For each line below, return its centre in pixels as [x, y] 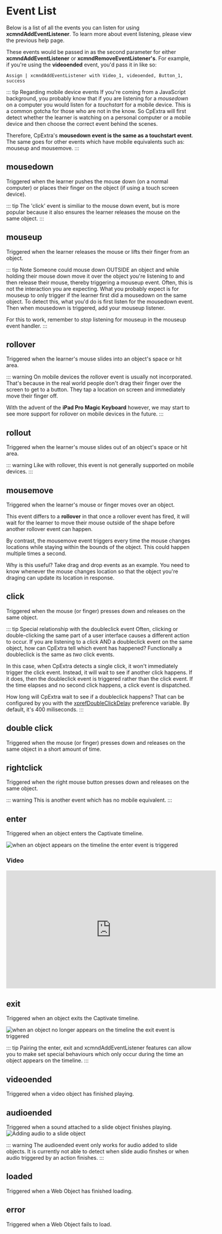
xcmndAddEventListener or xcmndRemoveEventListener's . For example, [98, 58]
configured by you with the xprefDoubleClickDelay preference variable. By [98, 703]
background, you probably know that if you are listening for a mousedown [97, 98]
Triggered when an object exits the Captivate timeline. [73, 1018]
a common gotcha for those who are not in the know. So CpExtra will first [96, 111]
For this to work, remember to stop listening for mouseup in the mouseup [96, 319]
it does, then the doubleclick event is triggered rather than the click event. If [100, 678]
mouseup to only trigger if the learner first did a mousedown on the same [97, 295]
